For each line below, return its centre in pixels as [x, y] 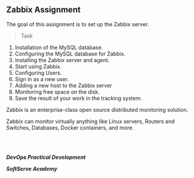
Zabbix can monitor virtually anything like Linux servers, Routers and [90, 121]
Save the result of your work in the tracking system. [78, 98]
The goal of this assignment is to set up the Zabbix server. [78, 24]
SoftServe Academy [32, 168]
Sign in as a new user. [42, 79]
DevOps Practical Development [46, 157]
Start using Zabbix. [38, 66]
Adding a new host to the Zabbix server [63, 85]
